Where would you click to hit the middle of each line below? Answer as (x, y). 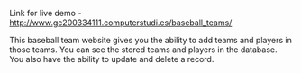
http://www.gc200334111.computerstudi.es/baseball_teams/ (121, 23)
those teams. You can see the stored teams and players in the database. (143, 50)
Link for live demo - (46, 13)
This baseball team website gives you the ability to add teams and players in (151, 40)
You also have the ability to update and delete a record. (112, 59)
